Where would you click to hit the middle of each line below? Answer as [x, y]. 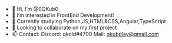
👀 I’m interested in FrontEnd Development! [63, 15]
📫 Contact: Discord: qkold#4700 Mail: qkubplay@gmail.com [85, 34]
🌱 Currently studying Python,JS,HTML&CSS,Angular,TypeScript [89, 21]
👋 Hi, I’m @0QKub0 [35, 9]
